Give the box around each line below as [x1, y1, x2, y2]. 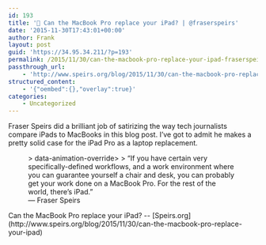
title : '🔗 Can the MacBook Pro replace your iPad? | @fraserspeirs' [8, 19, 239, 27]
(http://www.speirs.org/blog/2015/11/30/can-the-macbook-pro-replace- [8, 219, 243, 229]
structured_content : [8, 77, 77, 85]
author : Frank [8, 33, 55, 42]
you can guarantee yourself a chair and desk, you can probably [28, 171, 235, 180]
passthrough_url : [8, 63, 66, 71]
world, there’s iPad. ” [28, 187, 93, 197]
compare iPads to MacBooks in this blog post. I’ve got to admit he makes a [8, 130, 252, 139]
